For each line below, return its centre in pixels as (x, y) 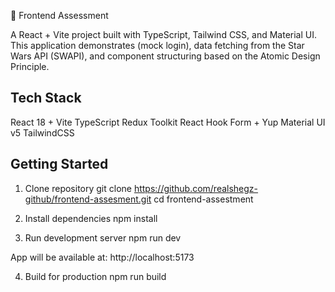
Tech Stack (46, 98)
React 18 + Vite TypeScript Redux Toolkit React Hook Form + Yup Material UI (168, 122)
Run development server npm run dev (103, 237)
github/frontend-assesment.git (88, 199)
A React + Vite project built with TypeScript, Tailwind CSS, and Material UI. (164, 34)
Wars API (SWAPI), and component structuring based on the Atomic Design (165, 56)
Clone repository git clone (78, 188)
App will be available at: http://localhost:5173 (102, 257)
